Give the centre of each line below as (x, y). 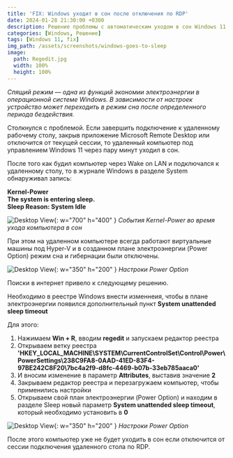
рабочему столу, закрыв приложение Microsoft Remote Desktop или (108, 135)
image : (17, 53)
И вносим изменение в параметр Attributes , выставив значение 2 (116, 375)
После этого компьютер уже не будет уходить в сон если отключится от (116, 439)
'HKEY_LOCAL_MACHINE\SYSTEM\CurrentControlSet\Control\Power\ (121, 353)
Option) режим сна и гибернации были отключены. (83, 256)
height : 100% (32, 72)
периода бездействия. (41, 114)
